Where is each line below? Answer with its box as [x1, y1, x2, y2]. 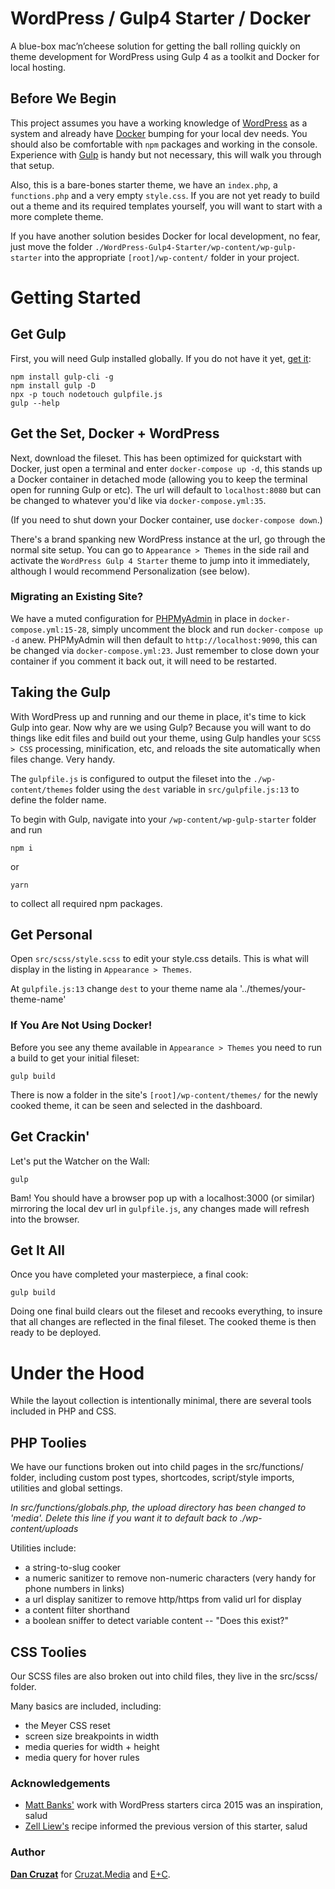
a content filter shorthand [24, 1604, 130, 1616]
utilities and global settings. [10, 1482, 123, 1494]
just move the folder [10, 240, 93, 252]
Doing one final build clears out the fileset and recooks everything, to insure [10, 1305, 323, 1317]
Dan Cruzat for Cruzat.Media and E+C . [10, 1868, 171, 1880]
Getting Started [10, 286, 142, 309]
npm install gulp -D [10, 380, 97, 391]
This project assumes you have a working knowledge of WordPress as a [10, 117, 308, 129]
